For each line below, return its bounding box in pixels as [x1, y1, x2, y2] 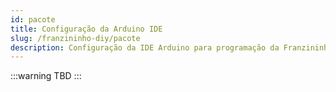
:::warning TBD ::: [10, 70, 82, 82]
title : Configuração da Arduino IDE [10, 24, 163, 34]
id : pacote [10, 14, 56, 25]
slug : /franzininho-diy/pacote [10, 33, 141, 43]
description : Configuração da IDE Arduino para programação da [10, 42, 280, 53]
